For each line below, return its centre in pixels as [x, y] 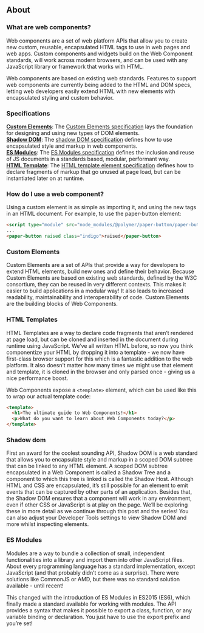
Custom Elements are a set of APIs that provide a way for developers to [96, 265]
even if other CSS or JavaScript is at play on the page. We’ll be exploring [97, 505]
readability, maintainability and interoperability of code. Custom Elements [98, 297]
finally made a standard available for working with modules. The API [91, 604]
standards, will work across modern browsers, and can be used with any [97, 60]
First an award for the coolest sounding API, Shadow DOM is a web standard [102, 453]
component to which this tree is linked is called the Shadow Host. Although [100, 479]
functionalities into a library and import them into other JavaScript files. [95, 559]
